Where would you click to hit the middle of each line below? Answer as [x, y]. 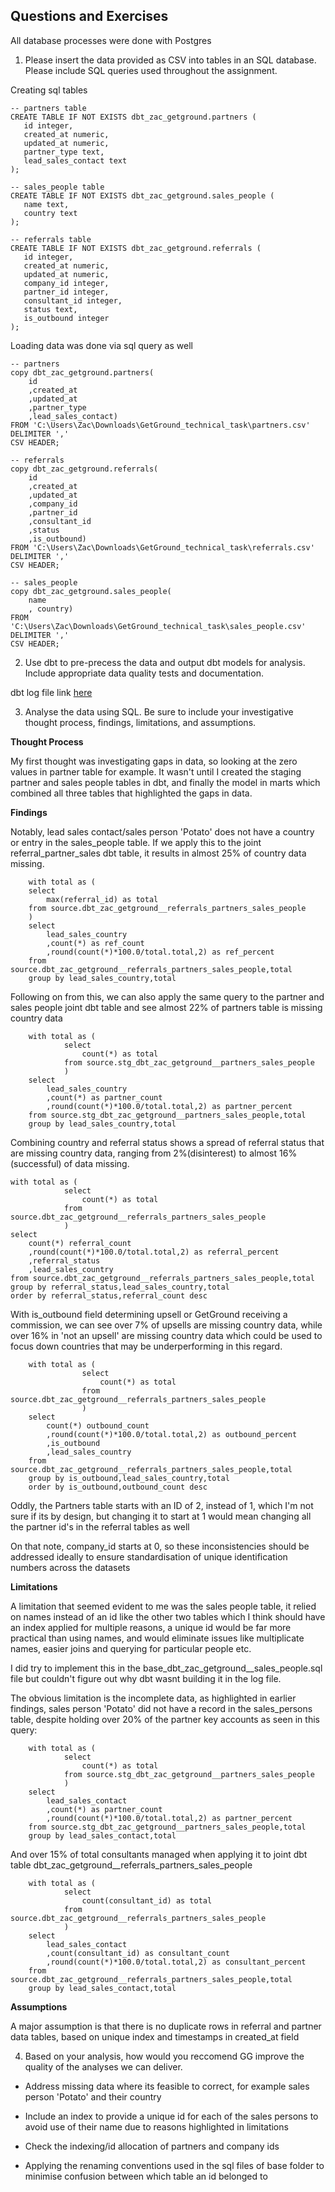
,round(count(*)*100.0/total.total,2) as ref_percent [160, 952]
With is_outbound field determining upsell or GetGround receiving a [149, 1314]
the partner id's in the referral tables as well [100, 1526]
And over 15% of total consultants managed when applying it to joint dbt [159, 1854]
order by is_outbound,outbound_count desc [118, 1487]
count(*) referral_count [80, 1243]
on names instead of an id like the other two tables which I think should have [168, 1616]
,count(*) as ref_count [95, 943]
